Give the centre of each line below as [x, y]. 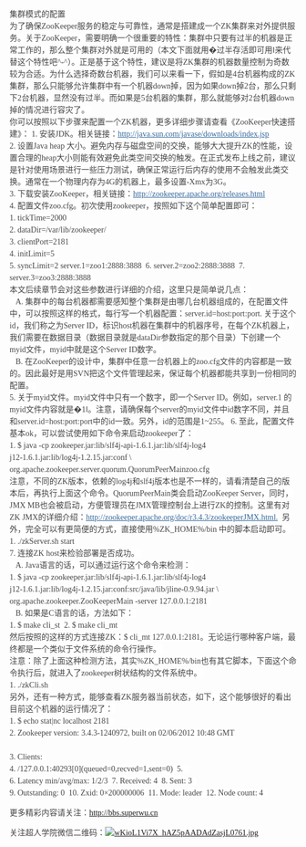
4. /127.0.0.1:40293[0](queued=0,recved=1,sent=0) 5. [97, 769]
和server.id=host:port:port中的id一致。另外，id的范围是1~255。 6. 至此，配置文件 [152, 422]
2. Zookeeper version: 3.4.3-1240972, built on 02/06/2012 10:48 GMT [122, 733]
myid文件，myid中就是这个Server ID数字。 [86, 350]
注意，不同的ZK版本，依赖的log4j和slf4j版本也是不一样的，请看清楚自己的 [146, 481]
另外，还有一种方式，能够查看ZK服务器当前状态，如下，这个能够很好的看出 [150, 697]
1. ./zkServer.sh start [42, 541]
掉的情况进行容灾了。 [49, 110]
